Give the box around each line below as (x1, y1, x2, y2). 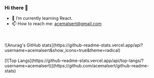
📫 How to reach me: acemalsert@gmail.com (11, 21, 102, 27)
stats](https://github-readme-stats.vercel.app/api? (41, 42, 143, 48)
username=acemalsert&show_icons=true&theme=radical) (4, 47, 120, 53)
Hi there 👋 (4, 4, 29, 11)
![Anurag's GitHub (4, 42, 41, 48)
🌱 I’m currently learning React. (11, 16, 73, 21)
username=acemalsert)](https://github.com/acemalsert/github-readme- (4, 63, 149, 69)
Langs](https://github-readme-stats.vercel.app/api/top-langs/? (18, 58, 144, 63)
